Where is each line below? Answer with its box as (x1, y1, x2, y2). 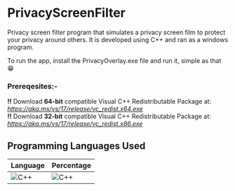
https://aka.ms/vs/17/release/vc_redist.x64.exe (7, 105, 144, 113)
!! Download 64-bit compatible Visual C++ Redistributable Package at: (7, 97, 212, 106)
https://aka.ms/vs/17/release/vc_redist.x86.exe (7, 120, 143, 128)
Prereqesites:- (7, 81, 58, 91)
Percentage (51, 161, 91, 171)
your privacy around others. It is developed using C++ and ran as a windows (7, 35, 229, 43)
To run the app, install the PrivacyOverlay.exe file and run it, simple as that (7, 56, 222, 64)
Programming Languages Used (7, 140, 146, 152)
